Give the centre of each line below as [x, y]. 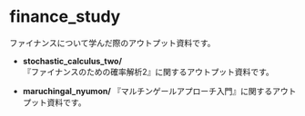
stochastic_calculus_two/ [72, 61]
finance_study [65, 17]
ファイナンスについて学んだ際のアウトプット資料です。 [112, 43]
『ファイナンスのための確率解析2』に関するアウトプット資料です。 [148, 72]
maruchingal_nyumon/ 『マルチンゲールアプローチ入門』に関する [147, 91]
